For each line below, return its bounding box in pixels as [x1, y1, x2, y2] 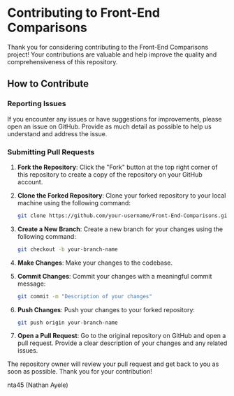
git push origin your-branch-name [17, 319, 118, 326]
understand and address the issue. [7, 129, 108, 138]
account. [17, 177, 43, 186]
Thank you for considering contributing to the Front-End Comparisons [7, 43, 209, 51]
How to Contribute [7, 78, 89, 90]
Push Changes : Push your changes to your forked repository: [17, 305, 196, 314]
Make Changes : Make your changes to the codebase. [17, 258, 173, 267]
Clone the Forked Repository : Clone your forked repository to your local [17, 191, 226, 200]
